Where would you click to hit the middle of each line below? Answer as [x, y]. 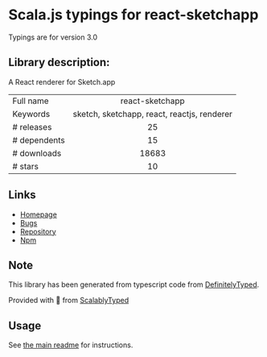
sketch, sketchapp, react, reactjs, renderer [153, 114]
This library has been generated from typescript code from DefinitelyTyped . [134, 284]
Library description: [59, 62]
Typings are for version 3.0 [53, 37]
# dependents [39, 140]
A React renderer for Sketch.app [62, 81]
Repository [38, 231]
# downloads [37, 153]
